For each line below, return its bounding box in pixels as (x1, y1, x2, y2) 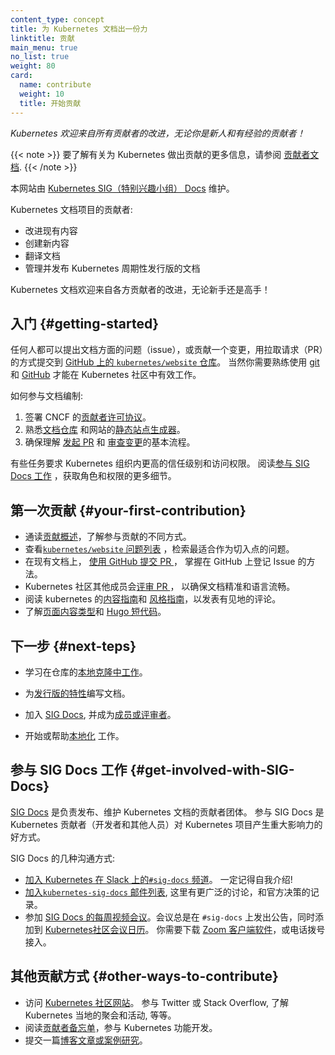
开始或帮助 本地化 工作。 (24, 729, 125, 741)
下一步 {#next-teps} (10, 637, 137, 655)
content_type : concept (10, 14, 105, 25)
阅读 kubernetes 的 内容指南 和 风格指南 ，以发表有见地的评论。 (24, 593, 282, 605)
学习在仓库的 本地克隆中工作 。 (24, 666, 148, 678)
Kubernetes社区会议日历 (44, 923, 146, 935)
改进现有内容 (24, 224, 78, 236)
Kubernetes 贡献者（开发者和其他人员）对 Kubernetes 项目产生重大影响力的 (10, 818, 323, 830)
